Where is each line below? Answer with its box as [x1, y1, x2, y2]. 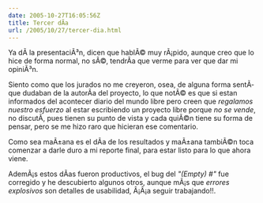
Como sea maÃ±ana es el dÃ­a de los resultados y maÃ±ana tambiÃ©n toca [8, 137, 254, 147]
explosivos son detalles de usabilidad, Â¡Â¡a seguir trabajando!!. [8, 186, 216, 196]
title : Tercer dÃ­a [8, 19, 69, 27]
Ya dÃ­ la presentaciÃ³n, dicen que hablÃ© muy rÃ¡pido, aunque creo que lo [8, 48, 254, 58]
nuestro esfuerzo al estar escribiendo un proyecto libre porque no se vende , [8, 105, 257, 115]
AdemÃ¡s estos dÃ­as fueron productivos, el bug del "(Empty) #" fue [8, 169, 229, 179]
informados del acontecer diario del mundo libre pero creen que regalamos [8, 96, 254, 107]
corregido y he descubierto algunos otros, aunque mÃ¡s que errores [8, 178, 230, 187]
